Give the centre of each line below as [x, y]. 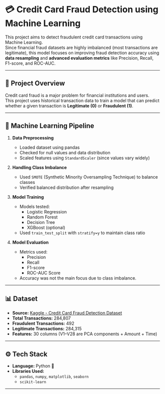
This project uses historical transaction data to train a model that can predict [82, 100]
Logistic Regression [47, 212]
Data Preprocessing [33, 138]
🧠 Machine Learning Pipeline [50, 126]
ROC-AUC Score [43, 273]
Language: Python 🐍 [33, 366]
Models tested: [35, 206]
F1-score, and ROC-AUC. [30, 63]
